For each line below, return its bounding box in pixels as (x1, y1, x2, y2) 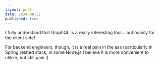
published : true (5, 16, 39, 21)
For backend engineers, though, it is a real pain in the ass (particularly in (5, 44, 153, 50)
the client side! (5, 35, 36, 41)
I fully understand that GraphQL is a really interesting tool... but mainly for (5, 30, 155, 36)
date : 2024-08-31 (5, 12, 41, 17)
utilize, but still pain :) (5, 55, 49, 61)
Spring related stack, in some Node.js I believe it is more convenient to (5, 49, 149, 55)
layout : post (5, 7, 32, 12)
